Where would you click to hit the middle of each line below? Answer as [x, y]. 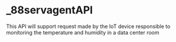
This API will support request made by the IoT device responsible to [88, 26]
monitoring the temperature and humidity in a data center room [83, 32]
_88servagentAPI [50, 10]
